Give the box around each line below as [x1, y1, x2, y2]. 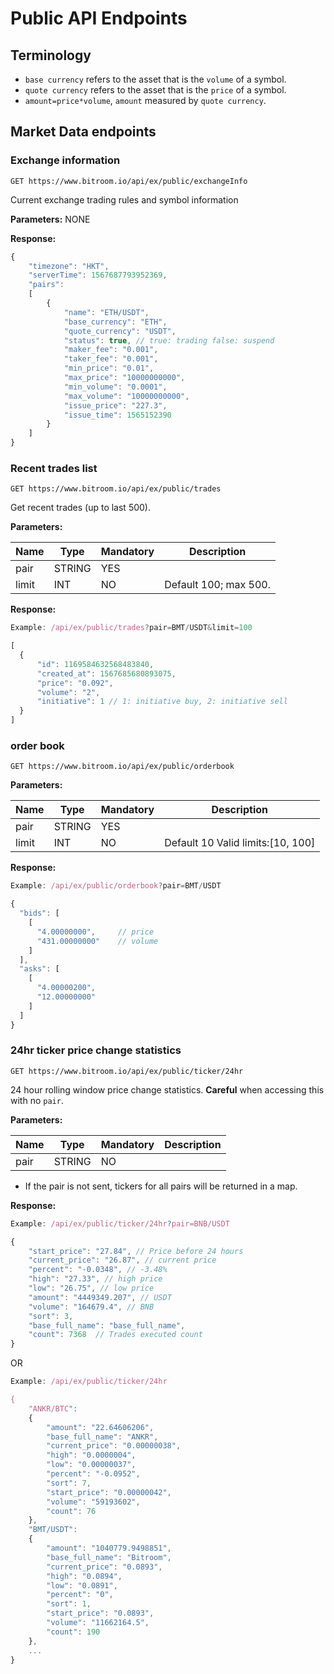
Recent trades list [10, 461, 98, 475]
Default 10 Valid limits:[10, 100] [164, 836, 316, 850]
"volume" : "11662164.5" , [46, 1618, 150, 1628]
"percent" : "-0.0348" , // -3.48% [28, 1265, 168, 1275]
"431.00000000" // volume [36, 936, 159, 946]
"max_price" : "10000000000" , [63, 373, 186, 383]
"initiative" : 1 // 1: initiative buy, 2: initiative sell [36, 697, 288, 707]
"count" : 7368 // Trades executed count [28, 1330, 203, 1340]
